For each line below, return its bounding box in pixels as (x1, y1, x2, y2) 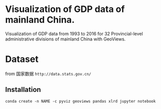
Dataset (5, 53, 39, 65)
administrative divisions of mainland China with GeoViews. (5, 36, 126, 42)
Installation (5, 85, 41, 94)
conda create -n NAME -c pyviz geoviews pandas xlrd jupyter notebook (5, 98, 156, 103)
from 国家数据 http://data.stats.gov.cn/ (5, 70, 91, 76)
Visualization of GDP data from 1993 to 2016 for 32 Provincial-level (5, 30, 143, 36)
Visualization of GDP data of (5, 3, 125, 15)
